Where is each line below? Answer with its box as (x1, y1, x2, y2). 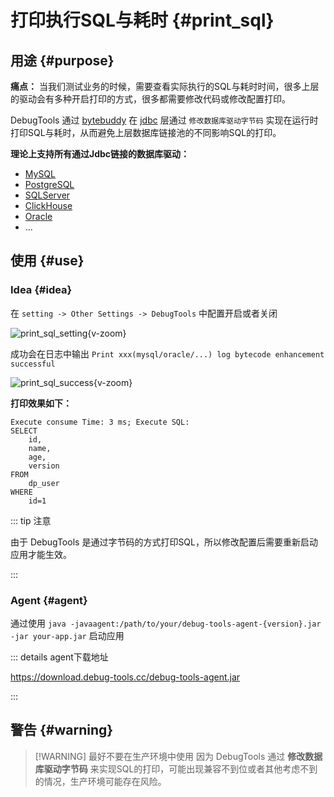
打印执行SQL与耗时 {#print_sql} (10, 9, 275, 32)
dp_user (28, 478, 60, 488)
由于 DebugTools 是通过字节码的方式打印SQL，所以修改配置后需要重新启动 (10, 536, 318, 548)
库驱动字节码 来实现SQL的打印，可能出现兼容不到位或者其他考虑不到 (34, 762, 318, 775)
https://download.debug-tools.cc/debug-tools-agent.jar (10, 671, 241, 683)
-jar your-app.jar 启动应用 (10, 629, 125, 641)
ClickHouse (24, 200, 73, 211)
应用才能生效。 (10, 548, 72, 560)
